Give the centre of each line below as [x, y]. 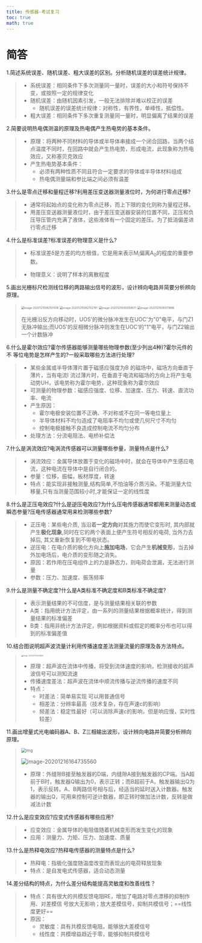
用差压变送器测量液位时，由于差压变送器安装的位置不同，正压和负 [112, 213]
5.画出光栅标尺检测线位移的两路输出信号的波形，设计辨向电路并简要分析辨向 [101, 287]
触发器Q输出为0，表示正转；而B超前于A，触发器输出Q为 [125, 782]
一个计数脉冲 [37, 334]
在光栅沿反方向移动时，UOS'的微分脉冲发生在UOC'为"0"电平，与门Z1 [107, 319]
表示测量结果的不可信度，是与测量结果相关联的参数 [93, 603]
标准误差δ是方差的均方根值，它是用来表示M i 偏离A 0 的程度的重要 [109, 254]
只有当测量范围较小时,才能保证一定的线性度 [96, 491]
